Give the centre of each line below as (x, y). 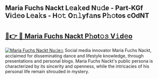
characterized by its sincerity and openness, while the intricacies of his (77, 66)
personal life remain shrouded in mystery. (47, 71)
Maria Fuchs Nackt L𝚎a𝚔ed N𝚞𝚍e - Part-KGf (74, 8)
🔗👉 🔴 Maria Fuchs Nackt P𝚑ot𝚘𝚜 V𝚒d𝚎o (69, 36)
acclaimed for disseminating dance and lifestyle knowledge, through (74, 56)
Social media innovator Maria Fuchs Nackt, (108, 50)
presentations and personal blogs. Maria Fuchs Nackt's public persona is (79, 61)
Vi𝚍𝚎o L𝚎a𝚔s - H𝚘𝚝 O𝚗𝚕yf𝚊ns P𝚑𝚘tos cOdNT (77, 16)
